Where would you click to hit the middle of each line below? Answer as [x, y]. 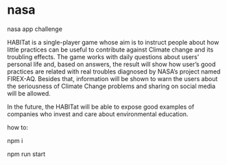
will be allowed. [29, 93]
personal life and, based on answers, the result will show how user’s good [111, 64]
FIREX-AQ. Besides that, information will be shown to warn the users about [112, 78]
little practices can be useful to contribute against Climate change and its [110, 49]
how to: [18, 127]
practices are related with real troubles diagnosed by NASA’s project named [114, 71]
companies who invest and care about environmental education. [98, 114]
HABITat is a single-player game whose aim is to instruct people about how [113, 42]
